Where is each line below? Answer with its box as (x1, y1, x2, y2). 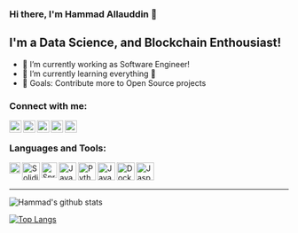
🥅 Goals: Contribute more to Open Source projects (21, 77, 207, 88)
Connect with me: (9, 99, 88, 112)
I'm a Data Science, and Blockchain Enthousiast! (9, 35, 282, 50)
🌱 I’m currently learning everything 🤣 (21, 68, 157, 79)
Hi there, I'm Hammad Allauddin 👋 (9, 8, 158, 20)
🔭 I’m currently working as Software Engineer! (21, 58, 191, 69)
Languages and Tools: (9, 142, 106, 154)
